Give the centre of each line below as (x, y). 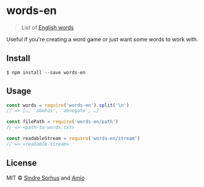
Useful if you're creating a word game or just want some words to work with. (102, 39)
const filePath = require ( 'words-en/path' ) (62, 122)
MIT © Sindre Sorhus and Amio (46, 178)
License (22, 163)
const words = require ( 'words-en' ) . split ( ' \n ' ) (68, 105)
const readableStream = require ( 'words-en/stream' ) (73, 139)
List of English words (47, 27)
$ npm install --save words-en (46, 72)
